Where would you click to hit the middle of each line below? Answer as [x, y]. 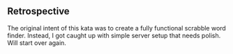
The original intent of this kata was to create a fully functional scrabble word [117, 28]
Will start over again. [37, 43]
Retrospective [38, 11]
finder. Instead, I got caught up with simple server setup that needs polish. [114, 35]
